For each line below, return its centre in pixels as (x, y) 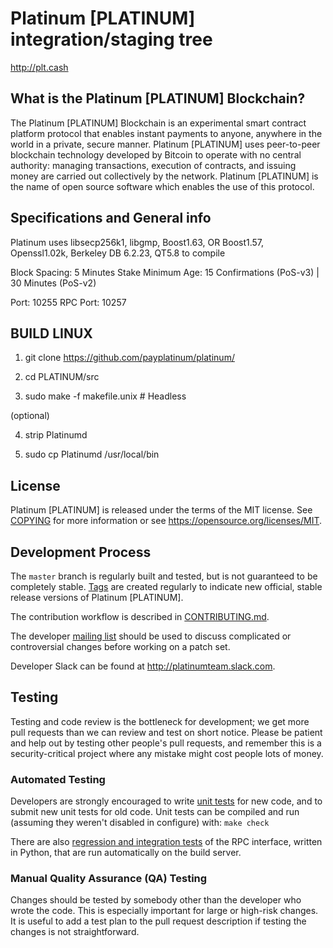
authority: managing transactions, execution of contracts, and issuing (153, 165)
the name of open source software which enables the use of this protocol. (162, 186)
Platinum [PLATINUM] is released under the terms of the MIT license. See (161, 510)
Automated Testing (58, 779)
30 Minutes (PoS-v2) (53, 283)
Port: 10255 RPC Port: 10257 (68, 302)
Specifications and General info (111, 218)
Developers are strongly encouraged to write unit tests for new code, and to (166, 801)
